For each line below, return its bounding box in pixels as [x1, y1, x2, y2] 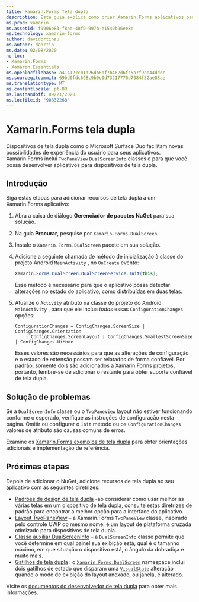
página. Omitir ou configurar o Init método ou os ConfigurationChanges [6, 420, 181, 428]
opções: [14, 312, 35, 319]
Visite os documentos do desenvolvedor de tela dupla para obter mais [6, 582, 178, 590]
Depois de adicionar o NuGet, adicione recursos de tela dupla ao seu [6, 477, 174, 484]
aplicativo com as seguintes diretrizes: [6, 484, 100, 491]
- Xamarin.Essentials [6, 64, 60, 70]
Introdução [6, 178, 48, 188]
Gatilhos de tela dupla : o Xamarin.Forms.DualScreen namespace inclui [14, 558, 185, 565]
